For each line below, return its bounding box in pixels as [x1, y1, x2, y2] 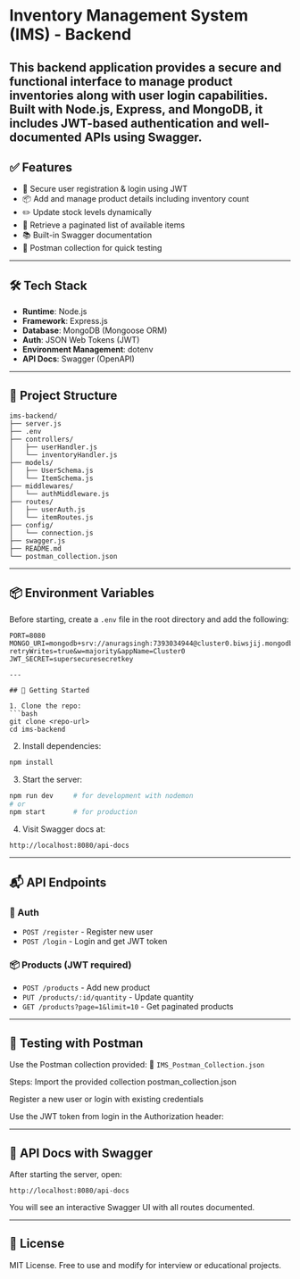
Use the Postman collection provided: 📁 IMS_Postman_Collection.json [9, 1059, 265, 1070]
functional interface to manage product [9, 73, 233, 89]
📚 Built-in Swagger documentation [21, 229, 153, 241]
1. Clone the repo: [9, 702, 82, 710]
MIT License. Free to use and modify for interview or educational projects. [9, 1259, 282, 1270]
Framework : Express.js [21, 316, 109, 327]
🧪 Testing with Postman [9, 1035, 144, 1051]
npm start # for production [9, 808, 138, 817]
